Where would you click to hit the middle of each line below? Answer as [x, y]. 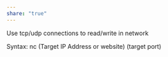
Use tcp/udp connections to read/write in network [78, 33]
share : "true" [27, 13]
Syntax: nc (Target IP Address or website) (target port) [84, 46]
